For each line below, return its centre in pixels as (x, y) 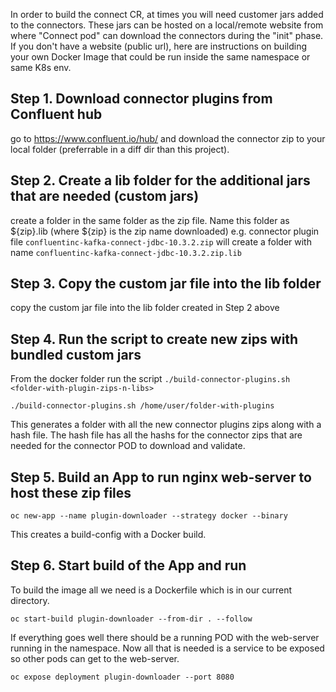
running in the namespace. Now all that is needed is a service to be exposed (167, 648)
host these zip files (71, 492)
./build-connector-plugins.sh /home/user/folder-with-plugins (142, 406)
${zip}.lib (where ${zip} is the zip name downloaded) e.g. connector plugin (165, 231)
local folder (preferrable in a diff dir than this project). (120, 149)
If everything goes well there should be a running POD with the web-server (165, 637)
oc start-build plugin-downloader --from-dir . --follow (131, 619)
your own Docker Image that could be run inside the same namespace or (160, 57)
